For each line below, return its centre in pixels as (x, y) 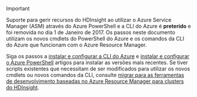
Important (18, 9)
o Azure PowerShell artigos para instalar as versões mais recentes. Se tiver (97, 62)
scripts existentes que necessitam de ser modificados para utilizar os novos (98, 69)
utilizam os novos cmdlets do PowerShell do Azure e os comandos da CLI (95, 39)
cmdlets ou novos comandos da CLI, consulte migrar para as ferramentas (95, 75)
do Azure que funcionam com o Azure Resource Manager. (76, 45)
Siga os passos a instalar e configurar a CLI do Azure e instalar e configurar (98, 56)
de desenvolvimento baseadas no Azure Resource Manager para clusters (95, 81)
